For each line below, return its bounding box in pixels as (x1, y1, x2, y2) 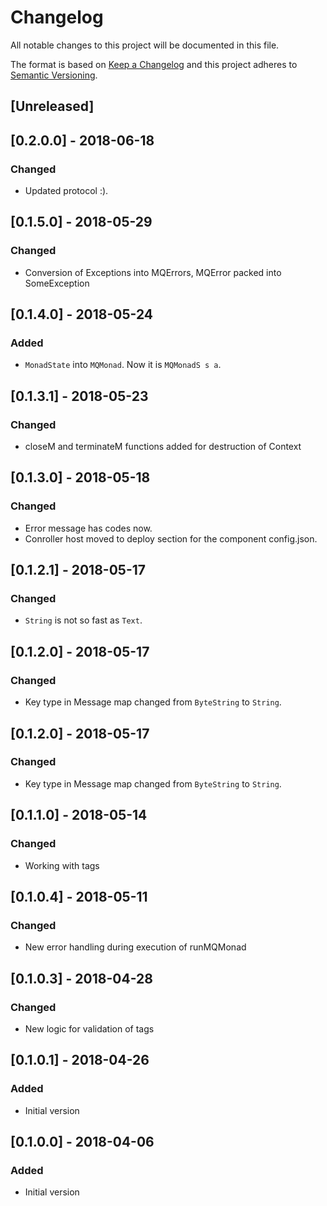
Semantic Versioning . (10, 69, 98, 81)
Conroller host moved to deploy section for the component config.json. (24, 532, 318, 545)
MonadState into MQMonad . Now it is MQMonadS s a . (24, 359, 222, 371)
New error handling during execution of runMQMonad (24, 941, 247, 953)
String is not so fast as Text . (24, 614, 143, 626)
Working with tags (24, 859, 100, 871)
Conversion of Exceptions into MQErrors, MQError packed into (24, 266, 282, 278)
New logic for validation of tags (24, 1022, 155, 1035)
